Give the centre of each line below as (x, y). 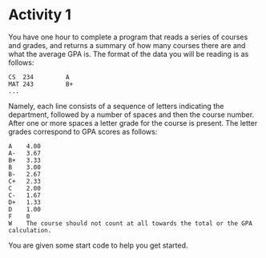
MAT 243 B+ (41, 84)
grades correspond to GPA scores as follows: (83, 131)
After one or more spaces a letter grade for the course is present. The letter (133, 123)
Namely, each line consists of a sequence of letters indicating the (116, 106)
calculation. (30, 230)
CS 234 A (39, 77)
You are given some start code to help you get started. (98, 245)
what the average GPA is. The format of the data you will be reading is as (129, 54)
